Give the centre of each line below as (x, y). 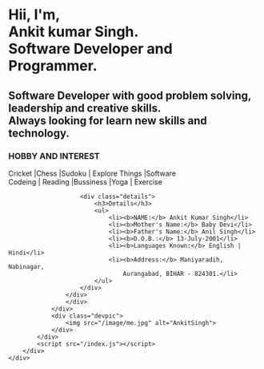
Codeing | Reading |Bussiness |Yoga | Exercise (85, 181)
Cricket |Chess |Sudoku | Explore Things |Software (92, 173)
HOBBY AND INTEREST (54, 156)
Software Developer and (91, 49)
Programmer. (53, 66)
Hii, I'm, (34, 15)
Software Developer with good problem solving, (130, 95)
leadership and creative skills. (85, 108)
